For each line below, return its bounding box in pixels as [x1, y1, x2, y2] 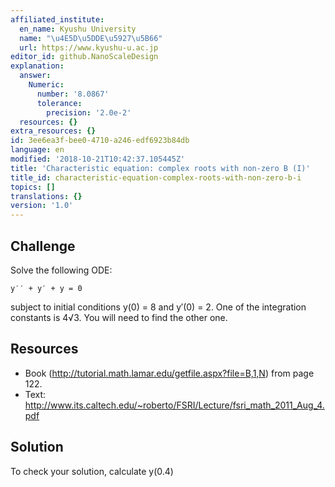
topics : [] [10, 182, 56, 192]
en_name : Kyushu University [19, 24, 137, 34]
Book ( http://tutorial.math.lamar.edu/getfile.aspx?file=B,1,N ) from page [24, 367, 315, 379]
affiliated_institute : [10, 14, 105, 25]
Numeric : [28, 80, 65, 90]
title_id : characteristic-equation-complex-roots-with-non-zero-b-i [10, 172, 302, 183]
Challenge [10, 237, 76, 255]
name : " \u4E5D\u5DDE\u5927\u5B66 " [19, 33, 163, 43]
